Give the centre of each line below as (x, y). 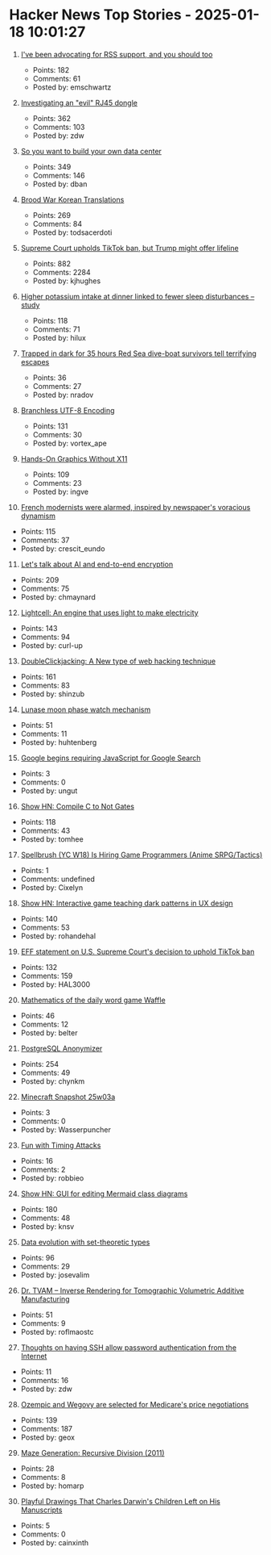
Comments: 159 (47, 976)
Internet (34, 1356)
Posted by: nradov (63, 395)
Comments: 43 (45, 830)
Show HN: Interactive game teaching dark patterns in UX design (127, 903)
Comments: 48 (45, 1218)
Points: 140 (39, 918)
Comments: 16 (45, 1380)
